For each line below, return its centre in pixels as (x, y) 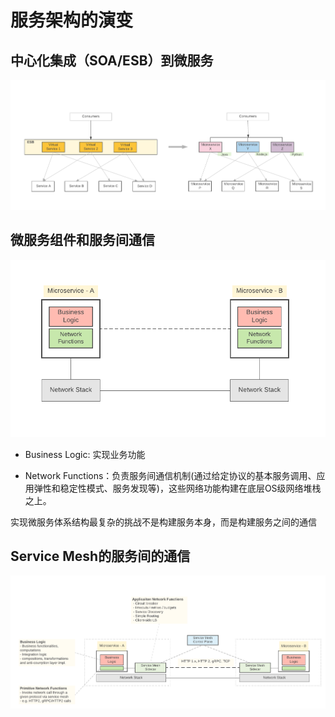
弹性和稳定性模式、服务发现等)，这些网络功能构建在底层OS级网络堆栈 (177, 488)
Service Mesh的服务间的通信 (100, 556)
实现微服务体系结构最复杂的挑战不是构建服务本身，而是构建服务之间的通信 (163, 522)
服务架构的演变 (72, 20)
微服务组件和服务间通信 (82, 240)
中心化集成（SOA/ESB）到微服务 (112, 60)
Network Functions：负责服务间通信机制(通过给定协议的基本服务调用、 (170, 475)
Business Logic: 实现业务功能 (85, 454)
